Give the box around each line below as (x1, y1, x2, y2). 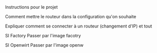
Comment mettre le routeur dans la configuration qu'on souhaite (5, 14, 136, 19)
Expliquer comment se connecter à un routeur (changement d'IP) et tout (5, 23, 153, 29)
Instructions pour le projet (5, 4, 58, 10)
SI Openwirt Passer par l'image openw (5, 42, 84, 48)
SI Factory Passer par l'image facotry (5, 33, 81, 38)
